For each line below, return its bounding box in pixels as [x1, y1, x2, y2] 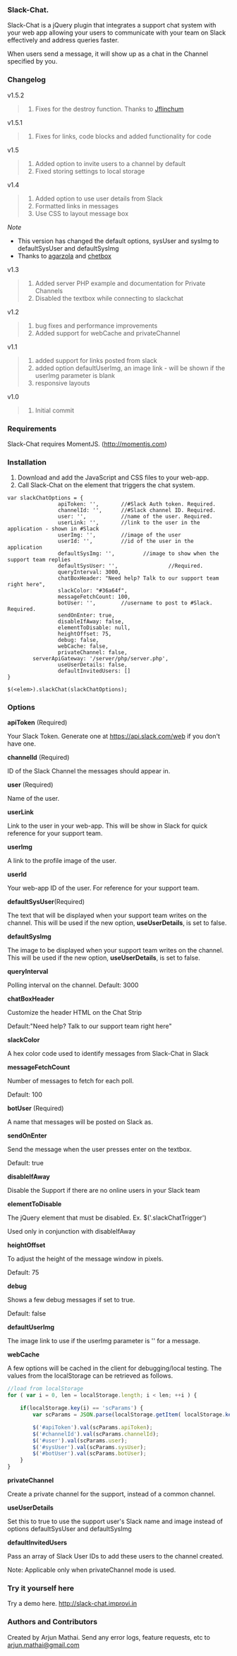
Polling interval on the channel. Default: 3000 [7, 981, 139, 989]
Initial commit [35, 406, 75, 415]
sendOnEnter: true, [57, 612, 115, 619]
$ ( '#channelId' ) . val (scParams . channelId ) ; [32, 1430, 159, 1438]
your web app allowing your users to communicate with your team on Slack [7, 28, 226, 37]
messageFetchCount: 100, [57, 593, 131, 601]
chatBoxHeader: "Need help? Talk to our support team [57, 575, 219, 582]
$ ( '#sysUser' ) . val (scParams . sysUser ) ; [32, 1443, 147, 1451]
